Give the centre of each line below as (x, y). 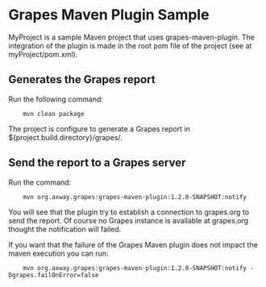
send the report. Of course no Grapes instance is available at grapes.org (128, 220)
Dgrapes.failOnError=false (54, 275)
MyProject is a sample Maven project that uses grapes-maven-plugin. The (132, 37)
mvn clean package (54, 114)
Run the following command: (56, 99)
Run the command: (40, 182)
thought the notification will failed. (65, 229)
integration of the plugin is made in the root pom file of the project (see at (130, 45)
